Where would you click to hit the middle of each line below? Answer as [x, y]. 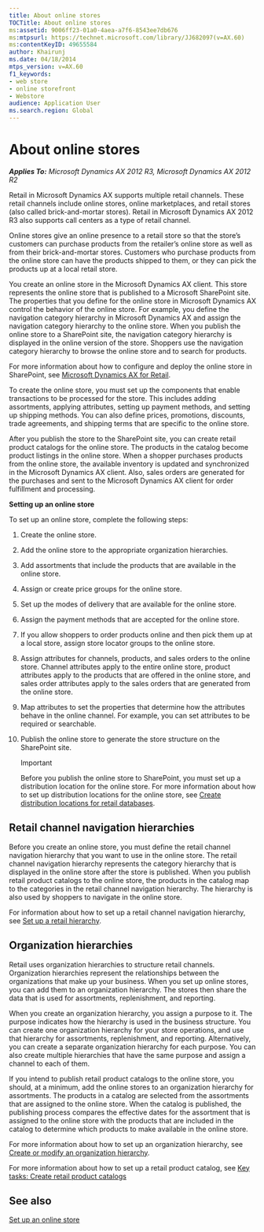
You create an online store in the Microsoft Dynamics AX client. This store [128, 284]
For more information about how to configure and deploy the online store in [130, 366]
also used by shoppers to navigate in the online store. [96, 897]
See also [30, 1201]
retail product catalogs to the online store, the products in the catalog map [129, 880]
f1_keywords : [30, 74]
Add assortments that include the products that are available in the [128, 565]
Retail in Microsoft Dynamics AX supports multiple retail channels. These [126, 195]
